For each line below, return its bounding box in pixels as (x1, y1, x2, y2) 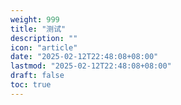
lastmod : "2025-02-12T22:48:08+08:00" (10, 61, 172, 71)
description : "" (10, 33, 78, 43)
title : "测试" (10, 24, 67, 34)
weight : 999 (10, 14, 60, 25)
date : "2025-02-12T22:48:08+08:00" (10, 52, 159, 62)
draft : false (10, 71, 65, 81)
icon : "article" (10, 42, 78, 53)
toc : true (10, 80, 52, 90)
